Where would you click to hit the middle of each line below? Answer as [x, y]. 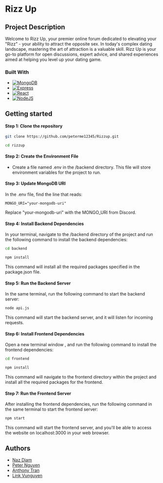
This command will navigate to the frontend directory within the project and [81, 377]
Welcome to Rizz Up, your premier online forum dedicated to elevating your [81, 39]
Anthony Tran [26, 470]
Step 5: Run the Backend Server [38, 283]
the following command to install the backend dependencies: [66, 240]
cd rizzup [15, 145]
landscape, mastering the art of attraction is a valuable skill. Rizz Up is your [81, 49]
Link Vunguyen [27, 475]
